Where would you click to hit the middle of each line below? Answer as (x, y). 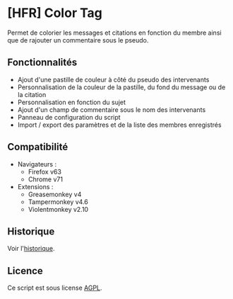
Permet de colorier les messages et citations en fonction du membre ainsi (114, 33)
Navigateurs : (37, 164)
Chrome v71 (46, 179)
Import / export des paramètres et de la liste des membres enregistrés (119, 125)
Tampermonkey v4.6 (58, 202)
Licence (25, 271)
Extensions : (35, 186)
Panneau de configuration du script (69, 117)
